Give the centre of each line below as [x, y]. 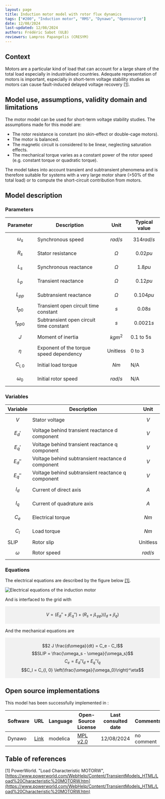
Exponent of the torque [64, 348]
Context [18, 57]
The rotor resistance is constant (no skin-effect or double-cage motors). [85, 134]
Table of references [36, 759]
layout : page [18, 10]
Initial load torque [57, 365]
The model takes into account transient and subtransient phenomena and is [82, 169]
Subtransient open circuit [66, 320]
